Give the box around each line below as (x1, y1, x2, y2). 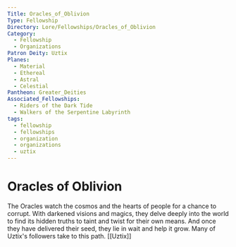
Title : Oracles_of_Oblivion (7, 10, 90, 18)
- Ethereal (13, 69, 46, 76)
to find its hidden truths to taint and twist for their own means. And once (7, 217, 216, 225)
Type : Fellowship (7, 17, 58, 24)
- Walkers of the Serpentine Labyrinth (13, 109, 131, 116)
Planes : (7, 56, 30, 64)
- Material (13, 63, 46, 70)
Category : (7, 30, 37, 37)
